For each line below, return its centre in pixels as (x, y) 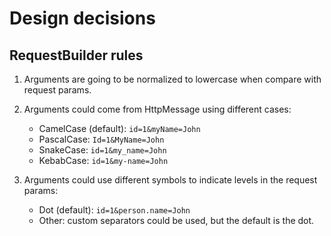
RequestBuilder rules (76, 55)
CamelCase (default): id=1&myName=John (119, 128)
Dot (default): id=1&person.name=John (114, 210)
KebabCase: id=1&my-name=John (103, 160)
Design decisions (82, 18)
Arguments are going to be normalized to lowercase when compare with (172, 79)
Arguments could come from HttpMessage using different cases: (157, 109)
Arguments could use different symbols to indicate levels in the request (170, 180)
